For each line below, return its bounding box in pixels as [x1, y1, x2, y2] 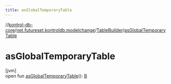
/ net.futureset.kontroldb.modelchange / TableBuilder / [14, 27, 124, 33]
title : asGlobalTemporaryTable [5, 7, 72, 13]
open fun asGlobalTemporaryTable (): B [5, 73, 88, 79]
